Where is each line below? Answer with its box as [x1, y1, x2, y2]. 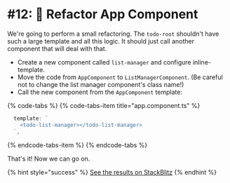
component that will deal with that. [7, 44, 107, 53]
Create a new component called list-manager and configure [17, 57, 191, 66]
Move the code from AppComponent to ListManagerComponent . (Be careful [17, 73, 223, 81]
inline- [192, 57, 212, 66]
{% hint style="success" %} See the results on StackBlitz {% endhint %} [7, 168, 217, 176]
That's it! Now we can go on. [7, 154, 90, 163]
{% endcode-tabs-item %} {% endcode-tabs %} [7, 140, 148, 149]
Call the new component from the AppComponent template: [17, 88, 182, 96]
